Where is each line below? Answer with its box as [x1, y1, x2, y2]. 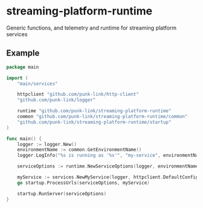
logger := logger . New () [17, 141, 77, 147]
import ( [6, 75, 28, 81]
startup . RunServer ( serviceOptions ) [17, 191, 107, 197]
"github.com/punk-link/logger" [17, 97, 96, 103]
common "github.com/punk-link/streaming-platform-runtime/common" [17, 113, 188, 119]
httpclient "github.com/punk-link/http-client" [17, 92, 139, 98]
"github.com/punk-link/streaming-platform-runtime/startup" [17, 119, 172, 125]
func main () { [6, 136, 42, 142]
